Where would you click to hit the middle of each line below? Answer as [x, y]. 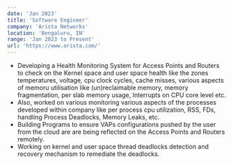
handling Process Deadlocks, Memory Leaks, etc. [88, 117]
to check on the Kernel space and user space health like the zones [113, 73]
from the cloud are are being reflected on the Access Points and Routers [121, 132]
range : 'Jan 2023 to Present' [51, 40]
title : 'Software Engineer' [48, 20]
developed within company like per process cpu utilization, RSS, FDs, [116, 110]
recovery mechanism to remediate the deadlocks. [88, 154]
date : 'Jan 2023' [32, 14]
